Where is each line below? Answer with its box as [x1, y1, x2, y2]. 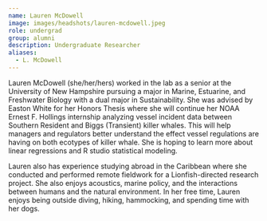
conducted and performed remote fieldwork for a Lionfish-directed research [8, 169, 259, 180]
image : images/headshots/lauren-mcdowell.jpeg [8, 19, 166, 27]
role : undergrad [8, 26, 62, 34]
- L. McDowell [15, 57, 62, 65]
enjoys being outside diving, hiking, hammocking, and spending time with [8, 195, 249, 204]
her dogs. [8, 203, 40, 213]
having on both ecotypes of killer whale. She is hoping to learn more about [8, 137, 253, 147]
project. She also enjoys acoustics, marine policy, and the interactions [8, 178, 238, 187]
